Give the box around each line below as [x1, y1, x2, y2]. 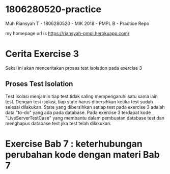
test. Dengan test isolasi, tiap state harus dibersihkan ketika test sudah [5, 98, 153, 105]
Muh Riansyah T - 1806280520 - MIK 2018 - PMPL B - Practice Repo [5, 20, 149, 26]
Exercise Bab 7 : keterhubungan [5, 138, 143, 150]
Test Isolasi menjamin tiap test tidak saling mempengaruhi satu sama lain [5, 93, 158, 99]
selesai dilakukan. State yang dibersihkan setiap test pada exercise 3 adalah [5, 104, 165, 110]
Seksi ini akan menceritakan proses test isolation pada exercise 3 [5, 65, 143, 71]
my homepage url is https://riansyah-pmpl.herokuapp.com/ [5, 30, 130, 36]
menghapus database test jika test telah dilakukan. [5, 120, 111, 126]
